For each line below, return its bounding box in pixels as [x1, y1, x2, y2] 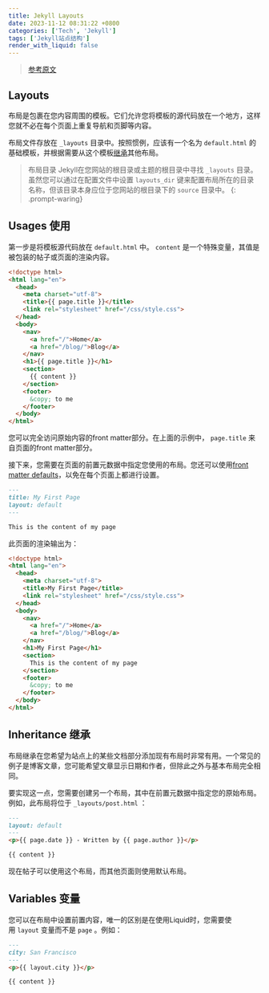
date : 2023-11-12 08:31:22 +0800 [8, 19, 120, 27]
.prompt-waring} [27, 193, 83, 203]
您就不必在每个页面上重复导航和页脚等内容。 [8, 120, 156, 130]
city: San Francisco [8, 948, 78, 956]
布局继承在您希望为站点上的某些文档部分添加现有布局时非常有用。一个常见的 [8, 751, 261, 760]
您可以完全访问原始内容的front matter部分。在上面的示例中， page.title [8, 433, 247, 442]
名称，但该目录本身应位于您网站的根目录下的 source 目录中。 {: [27, 185, 236, 194]
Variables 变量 [8, 892, 81, 906]
